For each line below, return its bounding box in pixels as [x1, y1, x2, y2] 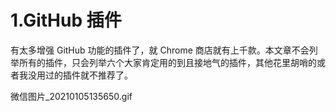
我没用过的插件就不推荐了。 [18, 69, 133, 81]
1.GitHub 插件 [10, 9, 122, 32]
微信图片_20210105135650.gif [10, 90, 133, 102]
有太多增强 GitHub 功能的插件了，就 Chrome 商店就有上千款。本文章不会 [10, 44, 310, 56]
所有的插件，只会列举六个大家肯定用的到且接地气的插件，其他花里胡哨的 [18, 56, 317, 68]
